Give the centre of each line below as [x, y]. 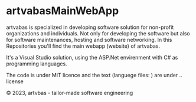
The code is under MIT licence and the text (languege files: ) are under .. [94, 75]
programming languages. [37, 64]
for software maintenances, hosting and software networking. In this [89, 40]
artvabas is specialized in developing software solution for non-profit [90, 27]
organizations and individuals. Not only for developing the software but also [98, 33]
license [15, 81]
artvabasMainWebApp [63, 11]
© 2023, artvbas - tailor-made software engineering [70, 93]
